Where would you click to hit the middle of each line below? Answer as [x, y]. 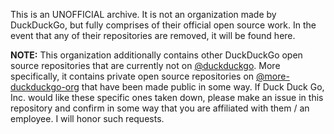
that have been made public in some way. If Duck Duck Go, [203, 87]
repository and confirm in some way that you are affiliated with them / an [160, 108]
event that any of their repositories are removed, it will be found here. [153, 35]
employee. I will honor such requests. [87, 118]
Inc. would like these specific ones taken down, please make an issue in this [167, 97]
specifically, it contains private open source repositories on [132, 76]
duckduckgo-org [45, 87]
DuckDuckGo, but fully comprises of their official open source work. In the [163, 25]
